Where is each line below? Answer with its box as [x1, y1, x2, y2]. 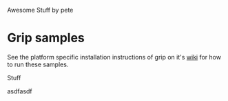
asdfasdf [7, 86, 32, 95]
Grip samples [7, 30, 85, 46]
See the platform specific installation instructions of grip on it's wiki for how [7, 53, 222, 61]
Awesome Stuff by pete [7, 6, 74, 14]
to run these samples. [7, 60, 69, 68]
